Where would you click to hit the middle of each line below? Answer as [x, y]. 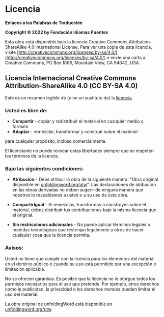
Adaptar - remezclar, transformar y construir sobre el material [75, 132]
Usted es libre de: [27, 110]
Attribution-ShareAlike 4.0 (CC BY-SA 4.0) [71, 86]
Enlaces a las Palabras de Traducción [44, 23]
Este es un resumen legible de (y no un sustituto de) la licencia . [69, 97]
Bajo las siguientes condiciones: [44, 168]
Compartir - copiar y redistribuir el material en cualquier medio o [78, 121]
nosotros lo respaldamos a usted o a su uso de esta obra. [70, 195]
